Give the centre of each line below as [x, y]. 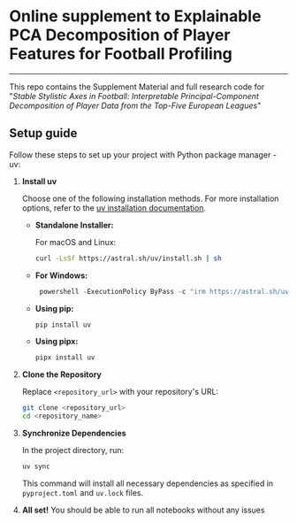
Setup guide [43, 133]
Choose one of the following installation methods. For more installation [150, 198]
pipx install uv [65, 358]
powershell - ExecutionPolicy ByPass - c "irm [122, 291]
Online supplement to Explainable [135, 16]
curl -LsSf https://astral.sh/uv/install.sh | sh [129, 258]
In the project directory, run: [73, 450]
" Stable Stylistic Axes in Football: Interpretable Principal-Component [134, 96]
